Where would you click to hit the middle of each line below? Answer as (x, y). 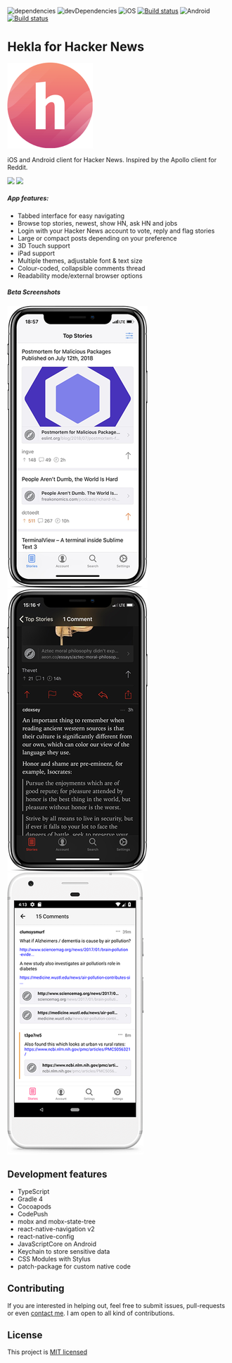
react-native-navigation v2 (56, 1229)
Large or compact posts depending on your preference (97, 238)
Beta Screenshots (34, 292)
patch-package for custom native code (74, 1266)
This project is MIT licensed (47, 1352)
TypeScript (33, 1191)
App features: (28, 198)
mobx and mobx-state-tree (57, 1221)
